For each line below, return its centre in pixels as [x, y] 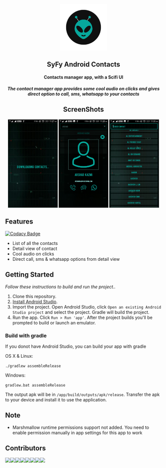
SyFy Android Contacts [83, 64]
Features [19, 222]
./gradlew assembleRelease [33, 366]
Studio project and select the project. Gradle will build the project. [81, 312]
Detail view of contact [35, 248]
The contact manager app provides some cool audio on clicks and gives [83, 88]
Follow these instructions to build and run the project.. [60, 287]
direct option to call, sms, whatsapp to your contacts [83, 94]
